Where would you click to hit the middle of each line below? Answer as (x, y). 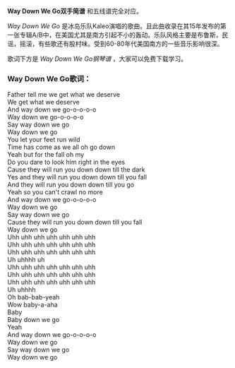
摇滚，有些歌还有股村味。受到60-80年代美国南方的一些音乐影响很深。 (121, 44)
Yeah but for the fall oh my (46, 155)
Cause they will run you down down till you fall (75, 222)
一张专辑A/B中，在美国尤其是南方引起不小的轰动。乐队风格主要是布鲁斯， (115, 35)
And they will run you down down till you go (71, 185)
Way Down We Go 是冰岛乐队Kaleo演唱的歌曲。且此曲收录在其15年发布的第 (117, 26)
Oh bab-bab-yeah (34, 297)
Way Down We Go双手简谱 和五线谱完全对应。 (75, 11)
